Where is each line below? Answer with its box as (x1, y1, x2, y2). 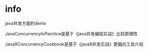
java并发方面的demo (5, 20, 46, 26)
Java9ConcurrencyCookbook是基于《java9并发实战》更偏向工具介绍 (5, 41, 144, 47)
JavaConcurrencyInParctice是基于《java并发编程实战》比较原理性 (5, 30, 138, 36)
